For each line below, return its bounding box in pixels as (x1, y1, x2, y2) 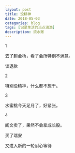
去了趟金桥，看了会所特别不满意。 (5, 53, 73, 59)
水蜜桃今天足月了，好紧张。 (5, 103, 60, 108)
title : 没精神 (5, 12, 31, 16)
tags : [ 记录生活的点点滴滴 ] (5, 25, 55, 30)
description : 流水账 (5, 30, 45, 34)
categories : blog (5, 20, 40, 26)
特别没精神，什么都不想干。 (5, 83, 60, 89)
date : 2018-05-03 (5, 16, 40, 21)
